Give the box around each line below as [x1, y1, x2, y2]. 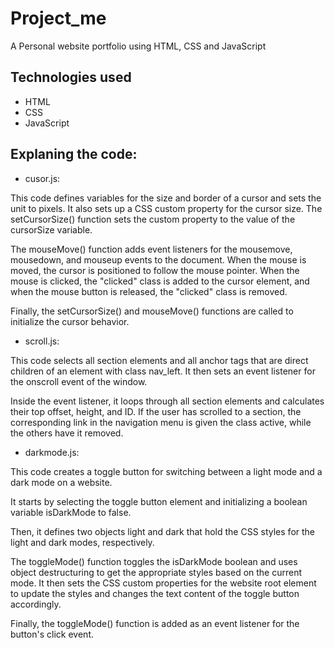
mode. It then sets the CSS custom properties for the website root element [10, 577, 317, 589]
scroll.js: [24, 335, 60, 347]
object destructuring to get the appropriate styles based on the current [10, 566, 303, 578]
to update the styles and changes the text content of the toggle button [10, 587, 300, 599]
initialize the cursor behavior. [10, 315, 130, 327]
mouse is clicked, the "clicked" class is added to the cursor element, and [10, 275, 310, 287]
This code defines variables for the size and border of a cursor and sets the [10, 192, 322, 204]
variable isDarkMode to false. [10, 506, 132, 518]
